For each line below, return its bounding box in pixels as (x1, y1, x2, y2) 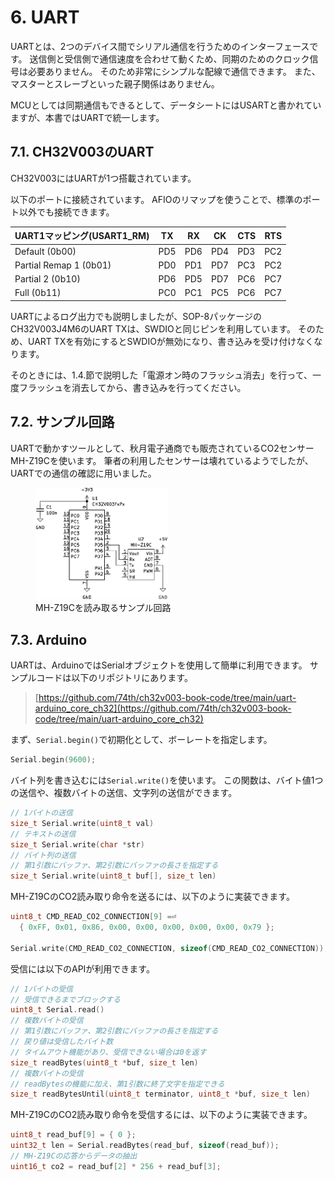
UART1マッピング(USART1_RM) (14, 230, 150, 242)
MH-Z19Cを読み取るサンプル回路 (35, 602, 172, 614)
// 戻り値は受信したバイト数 (10, 1037, 114, 1047)
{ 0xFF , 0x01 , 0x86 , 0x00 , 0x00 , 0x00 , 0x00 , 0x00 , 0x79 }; (19, 922, 275, 933)
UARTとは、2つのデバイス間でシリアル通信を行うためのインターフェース (10, 40, 310, 52)
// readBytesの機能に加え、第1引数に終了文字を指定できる (10, 1079, 225, 1089)
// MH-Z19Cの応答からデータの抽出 (10, 1151, 138, 1161)
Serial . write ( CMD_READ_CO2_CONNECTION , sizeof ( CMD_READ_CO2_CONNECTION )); (10, 943, 329, 953)
